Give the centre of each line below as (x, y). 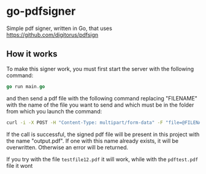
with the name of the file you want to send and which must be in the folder (100, 105)
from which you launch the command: (54, 111)
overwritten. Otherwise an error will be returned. (67, 147)
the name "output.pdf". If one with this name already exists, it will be (93, 141)
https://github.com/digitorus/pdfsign (52, 34)
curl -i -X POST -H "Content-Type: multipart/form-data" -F (85, 123)
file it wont (20, 165)
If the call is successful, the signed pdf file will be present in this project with (103, 134)
